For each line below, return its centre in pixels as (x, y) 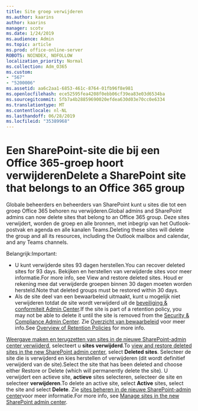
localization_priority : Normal (45, 61)
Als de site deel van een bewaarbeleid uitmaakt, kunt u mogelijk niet (98, 296)
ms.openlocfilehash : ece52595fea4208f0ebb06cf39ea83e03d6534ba (86, 94)
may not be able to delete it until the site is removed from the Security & (102, 315)
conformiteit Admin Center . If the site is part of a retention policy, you (98, 309)
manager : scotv (25, 28)
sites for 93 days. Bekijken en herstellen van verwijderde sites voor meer (103, 272)
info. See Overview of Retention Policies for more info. (80, 328)
